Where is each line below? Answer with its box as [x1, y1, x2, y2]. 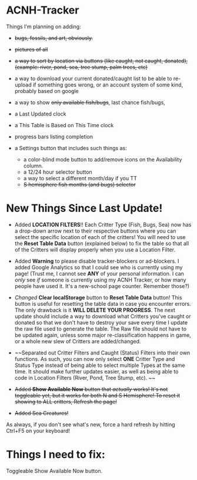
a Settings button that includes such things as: [14, 144, 128, 151]
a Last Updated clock [14, 110, 66, 117]
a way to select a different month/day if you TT [23, 174, 137, 181]
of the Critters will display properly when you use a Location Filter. [14, 246, 175, 253]
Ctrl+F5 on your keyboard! [6, 427, 71, 434]
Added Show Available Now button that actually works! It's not [14, 385, 168, 392]
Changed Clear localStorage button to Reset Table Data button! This [14, 294, 182, 301]
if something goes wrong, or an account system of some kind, [32, 81, 183, 88]
